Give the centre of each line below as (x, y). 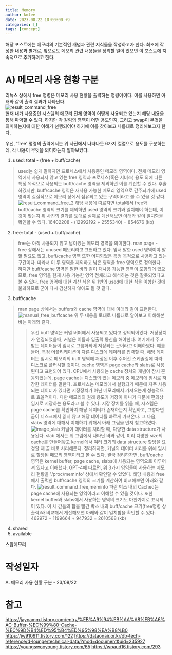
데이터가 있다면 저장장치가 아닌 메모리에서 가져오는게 (93, 390)
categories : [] (22, 24)
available (22, 534)
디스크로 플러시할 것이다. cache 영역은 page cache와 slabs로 (93, 365)
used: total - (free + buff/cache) (46, 160)
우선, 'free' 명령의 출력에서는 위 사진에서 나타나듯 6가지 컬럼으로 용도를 (77, 144)
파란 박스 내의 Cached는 (134, 487)
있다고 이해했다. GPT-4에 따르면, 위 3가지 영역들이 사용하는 (96, 467)
